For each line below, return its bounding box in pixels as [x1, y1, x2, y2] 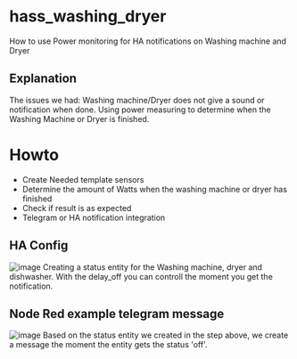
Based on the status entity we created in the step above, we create [43, 330, 289, 340]
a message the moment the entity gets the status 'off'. [9, 339, 208, 350]
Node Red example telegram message [9, 306, 225, 322]
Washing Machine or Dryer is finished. [9, 113, 150, 124]
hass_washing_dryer [9, 6, 167, 27]
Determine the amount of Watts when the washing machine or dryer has [21, 184, 288, 194]
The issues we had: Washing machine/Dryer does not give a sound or [9, 94, 265, 105]
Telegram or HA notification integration [21, 212, 166, 223]
